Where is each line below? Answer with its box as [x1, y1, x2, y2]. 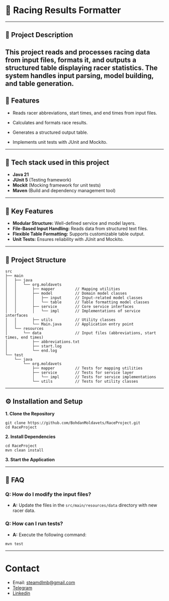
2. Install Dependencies [5, 434, 56, 440]
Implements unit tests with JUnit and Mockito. [12, 139, 108, 145]
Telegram [12, 584, 33, 590]
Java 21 [12, 171, 29, 178]
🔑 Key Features [5, 207, 54, 215]
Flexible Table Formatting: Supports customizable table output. [12, 231, 145, 237]
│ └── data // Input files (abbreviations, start [5, 330, 156, 335]
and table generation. [5, 79, 74, 88]
